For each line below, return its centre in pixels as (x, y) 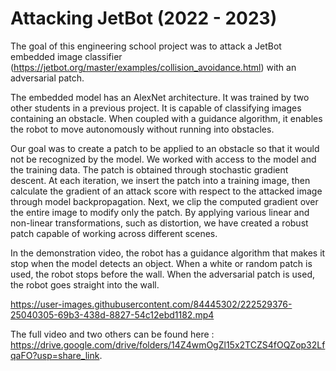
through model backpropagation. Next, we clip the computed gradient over (164, 201)
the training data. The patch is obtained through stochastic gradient (149, 169)
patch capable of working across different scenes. (114, 233)
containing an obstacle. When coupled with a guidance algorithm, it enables (166, 118)
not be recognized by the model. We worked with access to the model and (163, 159)
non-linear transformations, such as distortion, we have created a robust (159, 223)
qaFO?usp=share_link (55, 355)
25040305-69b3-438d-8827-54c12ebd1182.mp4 (112, 314)
